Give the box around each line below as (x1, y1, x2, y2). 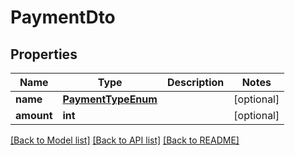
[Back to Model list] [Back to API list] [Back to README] (10, 134, 240, 146)
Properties (10, 46, 78, 63)
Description (166, 76, 225, 89)
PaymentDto (10, 6, 116, 29)
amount (15, 109, 53, 122)
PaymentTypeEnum (62, 92, 158, 106)
